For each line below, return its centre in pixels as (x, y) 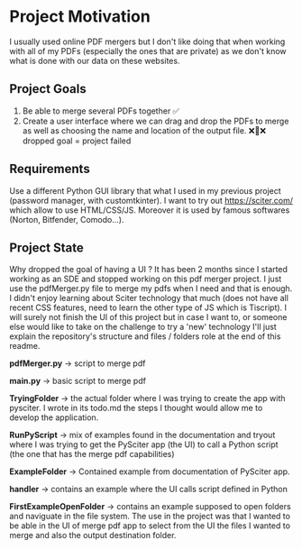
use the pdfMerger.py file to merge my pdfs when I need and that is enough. (151, 288)
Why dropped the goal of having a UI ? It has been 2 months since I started (149, 270)
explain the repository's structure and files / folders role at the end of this (145, 336)
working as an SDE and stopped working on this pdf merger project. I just (146, 279)
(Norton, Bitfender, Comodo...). (67, 219)
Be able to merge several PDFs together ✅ (101, 111)
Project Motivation (80, 17)
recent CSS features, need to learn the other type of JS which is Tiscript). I (148, 307)
